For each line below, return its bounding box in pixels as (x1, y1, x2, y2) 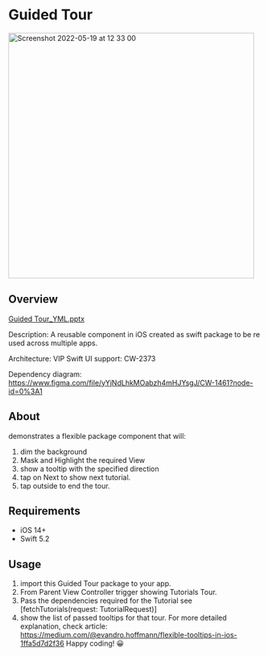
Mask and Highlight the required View (19, 455, 146, 464)
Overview (8, 292, 59, 307)
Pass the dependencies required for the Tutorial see (19, 596, 193, 605)
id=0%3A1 (8, 386, 43, 396)
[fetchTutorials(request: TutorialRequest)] (19, 604, 157, 614)
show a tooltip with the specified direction (19, 464, 159, 473)
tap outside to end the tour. (19, 481, 110, 490)
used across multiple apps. (8, 338, 98, 348)
